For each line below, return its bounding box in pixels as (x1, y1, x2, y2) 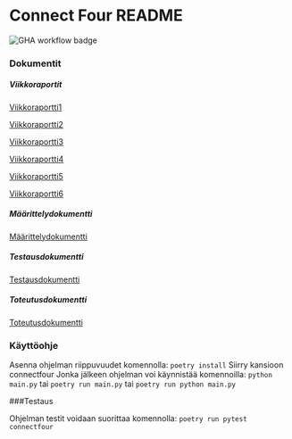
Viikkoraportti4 (9, 153, 64, 164)
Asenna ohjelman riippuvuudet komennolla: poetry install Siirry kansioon (9, 360, 284, 370)
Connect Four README (9, 5, 183, 26)
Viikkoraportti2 (9, 119, 64, 129)
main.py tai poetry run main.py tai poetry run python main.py (9, 378, 237, 389)
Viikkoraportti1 (9, 102, 63, 112)
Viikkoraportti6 (9, 188, 64, 199)
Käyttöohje (9, 339, 59, 352)
